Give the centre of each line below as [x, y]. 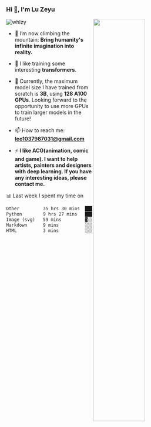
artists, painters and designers [53, 165]
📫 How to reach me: [40, 130]
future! [23, 119]
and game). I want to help [46, 159]
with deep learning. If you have [53, 172]
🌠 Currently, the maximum [46, 81]
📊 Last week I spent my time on [45, 196]
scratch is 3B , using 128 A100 [51, 94]
